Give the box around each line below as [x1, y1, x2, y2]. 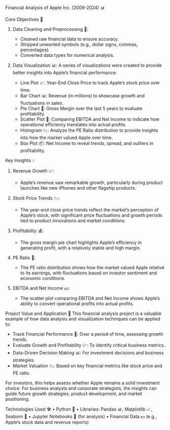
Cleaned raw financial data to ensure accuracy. [20, 36, 119, 42]
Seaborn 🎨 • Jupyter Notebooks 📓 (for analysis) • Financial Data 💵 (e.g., [5, 413, 157, 419]
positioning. [5, 396, 30, 402]
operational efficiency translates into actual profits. [20, 122, 127, 127]
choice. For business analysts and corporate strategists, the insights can [5, 385, 157, 391]
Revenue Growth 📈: [12, 168, 55, 174]
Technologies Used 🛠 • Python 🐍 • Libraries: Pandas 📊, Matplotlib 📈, [5, 406, 153, 412]
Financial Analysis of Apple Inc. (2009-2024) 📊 [5, 5, 105, 11]
